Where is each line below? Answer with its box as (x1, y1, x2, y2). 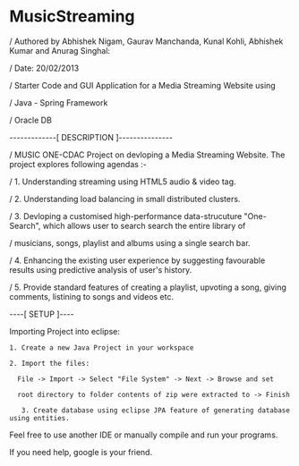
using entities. (9, 413, 70, 422)
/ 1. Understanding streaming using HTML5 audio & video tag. (9, 176, 236, 187)
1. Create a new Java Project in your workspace (9, 343, 194, 352)
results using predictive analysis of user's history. (9, 264, 192, 275)
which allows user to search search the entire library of (42, 220, 246, 231)
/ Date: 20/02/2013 (9, 63, 80, 73)
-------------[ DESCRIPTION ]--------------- (9, 131, 173, 142)
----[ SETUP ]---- (9, 309, 74, 319)
